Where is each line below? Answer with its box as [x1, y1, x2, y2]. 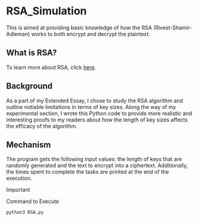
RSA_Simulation [6, 4, 87, 18]
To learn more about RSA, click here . [6, 63, 97, 71]
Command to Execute [6, 198, 60, 205]
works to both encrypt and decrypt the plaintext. [31, 30, 150, 37]
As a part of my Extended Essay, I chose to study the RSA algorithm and [6, 97, 183, 104]
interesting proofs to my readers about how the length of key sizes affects [6, 116, 188, 123]
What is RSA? [6, 48, 57, 58]
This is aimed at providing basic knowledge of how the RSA [6, 24, 152, 31]
